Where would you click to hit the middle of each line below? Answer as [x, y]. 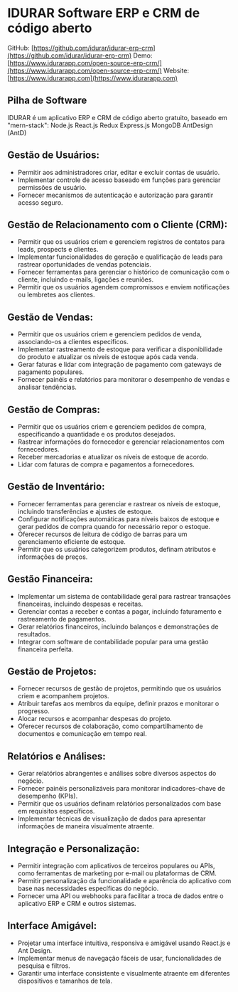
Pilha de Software [47, 101]
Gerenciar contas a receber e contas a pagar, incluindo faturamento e [120, 611]
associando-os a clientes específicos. [73, 342]
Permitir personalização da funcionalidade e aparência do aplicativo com [124, 881]
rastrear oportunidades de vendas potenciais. [84, 265]
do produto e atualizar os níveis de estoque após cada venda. [108, 357]
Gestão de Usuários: [53, 155]
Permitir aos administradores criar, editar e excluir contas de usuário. [119, 172]
